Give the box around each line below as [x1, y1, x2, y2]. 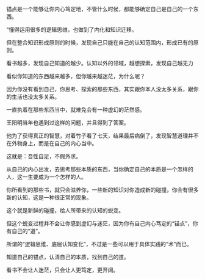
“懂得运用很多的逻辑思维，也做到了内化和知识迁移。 [6, 26, 137, 33]
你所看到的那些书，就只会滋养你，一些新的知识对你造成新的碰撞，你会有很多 [6, 186, 199, 194]
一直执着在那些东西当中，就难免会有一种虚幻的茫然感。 [6, 106, 145, 113]
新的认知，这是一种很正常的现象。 [6, 194, 92, 201]
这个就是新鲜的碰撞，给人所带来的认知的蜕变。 [6, 207, 124, 214]
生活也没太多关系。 [11, 93, 60, 100]
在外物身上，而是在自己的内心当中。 [6, 140, 98, 147]
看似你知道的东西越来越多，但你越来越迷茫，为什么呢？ [6, 73, 145, 79]
